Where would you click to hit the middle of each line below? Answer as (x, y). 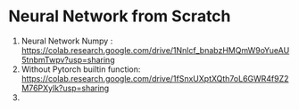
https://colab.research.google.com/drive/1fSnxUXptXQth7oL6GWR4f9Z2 (155, 78)
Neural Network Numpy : (67, 41)
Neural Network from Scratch (120, 16)
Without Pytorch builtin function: (81, 69)
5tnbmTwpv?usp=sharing (68, 59)
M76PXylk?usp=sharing (65, 88)
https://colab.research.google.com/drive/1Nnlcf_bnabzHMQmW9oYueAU (155, 50)
